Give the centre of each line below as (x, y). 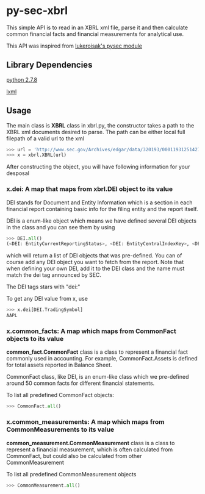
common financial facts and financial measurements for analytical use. (95, 34)
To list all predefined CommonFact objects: (60, 395)
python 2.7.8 (22, 79)
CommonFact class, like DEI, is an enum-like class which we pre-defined (98, 377)
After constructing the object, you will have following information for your (98, 167)
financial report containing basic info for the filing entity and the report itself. (102, 209)
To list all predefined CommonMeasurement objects (71, 474)
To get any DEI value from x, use (47, 299)
